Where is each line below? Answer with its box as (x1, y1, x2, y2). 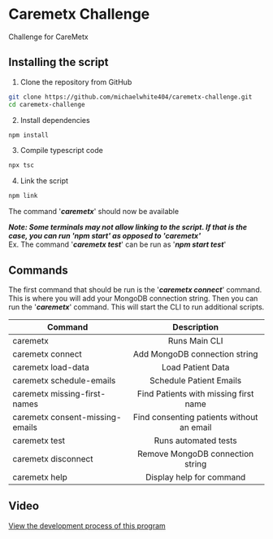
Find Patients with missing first (136, 388, 254, 399)
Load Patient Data (161, 362, 230, 373)
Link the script (19, 176, 69, 186)
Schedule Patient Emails (149, 375, 242, 386)
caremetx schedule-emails (12, 375, 116, 386)
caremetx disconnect (12, 453, 93, 464)
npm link (8, 192, 38, 200)
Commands (8, 263, 69, 277)
